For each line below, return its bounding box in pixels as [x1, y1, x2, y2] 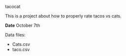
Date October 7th [5, 22, 40, 28]
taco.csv [12, 47, 30, 52]
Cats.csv [12, 41, 30, 47]
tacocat [5, 4, 21, 9]
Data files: [5, 32, 25, 37]
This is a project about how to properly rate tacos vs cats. [5, 13, 122, 19]
